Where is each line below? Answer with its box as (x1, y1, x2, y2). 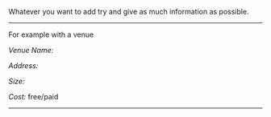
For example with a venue (8, 30, 94, 39)
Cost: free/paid (8, 92, 59, 101)
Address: (8, 61, 39, 71)
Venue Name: (8, 46, 54, 54)
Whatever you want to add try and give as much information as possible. (8, 7, 249, 16)
